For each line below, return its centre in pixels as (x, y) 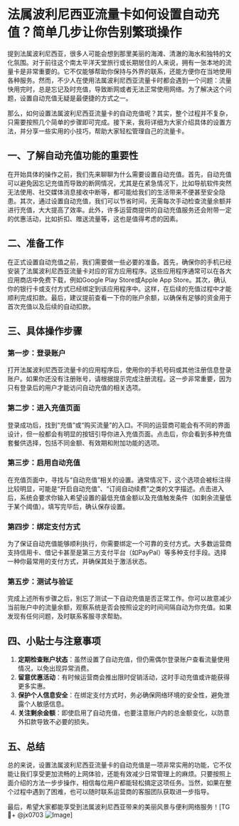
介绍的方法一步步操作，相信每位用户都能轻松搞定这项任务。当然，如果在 (119, 783)
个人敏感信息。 (46, 704)
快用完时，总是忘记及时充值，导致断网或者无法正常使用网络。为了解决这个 (116, 89)
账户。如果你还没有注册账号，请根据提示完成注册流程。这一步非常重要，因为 (119, 379)
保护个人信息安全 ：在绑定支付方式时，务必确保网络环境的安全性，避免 (121, 695)
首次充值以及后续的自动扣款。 (51, 306)
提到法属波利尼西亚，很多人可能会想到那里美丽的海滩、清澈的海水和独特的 (116, 53)
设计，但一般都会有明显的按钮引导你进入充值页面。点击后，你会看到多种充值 (119, 434)
